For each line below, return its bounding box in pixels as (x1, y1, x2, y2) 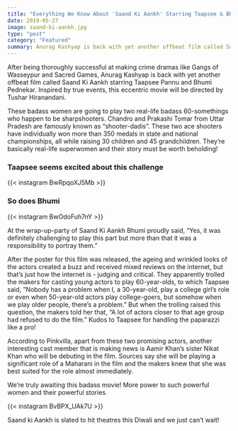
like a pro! (7, 322, 37, 331)
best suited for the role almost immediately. (7, 366, 134, 375)
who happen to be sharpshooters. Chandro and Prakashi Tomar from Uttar (7, 114, 225, 123)
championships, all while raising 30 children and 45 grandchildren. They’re (7, 137, 225, 146)
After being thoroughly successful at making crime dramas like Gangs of (7, 63, 219, 71)
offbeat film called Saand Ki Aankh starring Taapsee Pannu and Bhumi (7, 78, 212, 86)
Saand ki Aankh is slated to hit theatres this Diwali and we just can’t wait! (7, 415, 220, 424)
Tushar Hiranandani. (7, 93, 67, 102)
